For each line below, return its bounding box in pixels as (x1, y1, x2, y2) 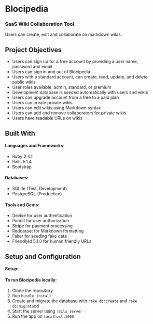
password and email (12, 64, 53, 70)
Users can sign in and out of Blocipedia (12, 69, 90, 75)
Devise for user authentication (12, 213, 72, 218)
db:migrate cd (12, 303, 39, 309)
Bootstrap (12, 164, 32, 170)
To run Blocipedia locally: (5, 277, 57, 283)
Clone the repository (12, 288, 53, 293)
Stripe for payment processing (12, 223, 73, 229)
